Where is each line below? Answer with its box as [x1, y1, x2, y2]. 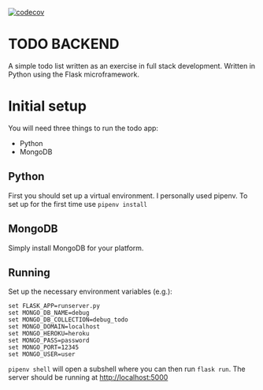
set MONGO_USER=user [8, 351, 76, 358]
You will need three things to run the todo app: [8, 123, 159, 133]
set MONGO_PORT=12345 [8, 343, 80, 351]
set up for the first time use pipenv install [8, 199, 148, 208]
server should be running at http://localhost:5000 [8, 373, 169, 382]
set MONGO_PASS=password [8, 336, 90, 345]
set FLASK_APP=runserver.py [8, 302, 101, 310]
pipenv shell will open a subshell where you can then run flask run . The [8, 364, 246, 374]
